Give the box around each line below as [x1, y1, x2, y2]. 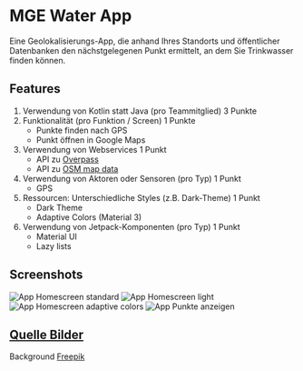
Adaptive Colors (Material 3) [35, 211, 142, 223]
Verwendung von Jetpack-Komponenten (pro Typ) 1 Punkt [22, 221, 240, 232]
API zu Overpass [35, 154, 100, 165]
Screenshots [9, 267, 83, 283]
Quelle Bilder [9, 326, 84, 342]
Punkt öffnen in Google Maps [35, 134, 146, 145]
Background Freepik [9, 351, 85, 362]
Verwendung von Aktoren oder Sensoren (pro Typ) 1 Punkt [22, 173, 242, 184]
